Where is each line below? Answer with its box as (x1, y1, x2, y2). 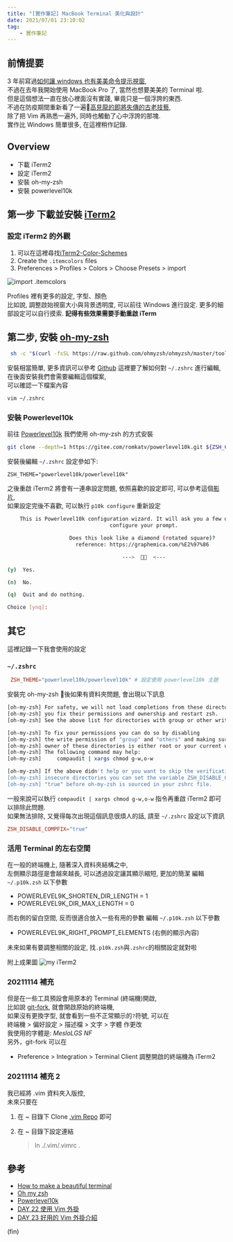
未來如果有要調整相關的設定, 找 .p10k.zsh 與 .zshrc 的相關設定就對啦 (7, 943, 198, 951)
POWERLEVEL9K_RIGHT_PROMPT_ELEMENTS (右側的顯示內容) (17, 928, 200, 936)
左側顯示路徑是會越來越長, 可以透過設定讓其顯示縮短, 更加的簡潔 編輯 (7, 869, 205, 877)
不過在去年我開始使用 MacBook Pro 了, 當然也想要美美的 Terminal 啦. (7, 86, 204, 94)
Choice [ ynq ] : (7, 604, 49, 611)
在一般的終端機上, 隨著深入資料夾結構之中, (7, 860, 128, 869)
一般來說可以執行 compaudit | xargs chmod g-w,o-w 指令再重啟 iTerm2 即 (7, 794, 216, 803)
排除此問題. (12, 803, 46, 811)
